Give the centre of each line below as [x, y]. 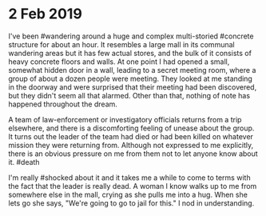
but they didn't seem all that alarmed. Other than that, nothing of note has [129, 95]
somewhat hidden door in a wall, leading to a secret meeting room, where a [132, 70]
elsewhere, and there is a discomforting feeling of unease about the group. [131, 128]
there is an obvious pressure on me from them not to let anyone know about [133, 154]
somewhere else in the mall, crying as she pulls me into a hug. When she [128, 194]
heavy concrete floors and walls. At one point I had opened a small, [119, 62]
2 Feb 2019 [45, 14]
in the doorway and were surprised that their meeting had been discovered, [133, 87]
